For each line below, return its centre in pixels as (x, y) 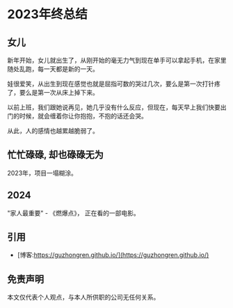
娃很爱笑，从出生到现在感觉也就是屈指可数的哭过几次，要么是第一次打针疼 (114, 84)
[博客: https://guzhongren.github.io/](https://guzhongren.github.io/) (113, 255)
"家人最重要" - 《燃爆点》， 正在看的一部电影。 (74, 213)
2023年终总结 (48, 14)
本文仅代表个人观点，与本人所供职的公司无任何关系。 (83, 298)
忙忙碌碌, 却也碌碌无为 (56, 155)
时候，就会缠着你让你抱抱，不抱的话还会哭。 (83, 116)
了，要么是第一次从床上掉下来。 (53, 92)
